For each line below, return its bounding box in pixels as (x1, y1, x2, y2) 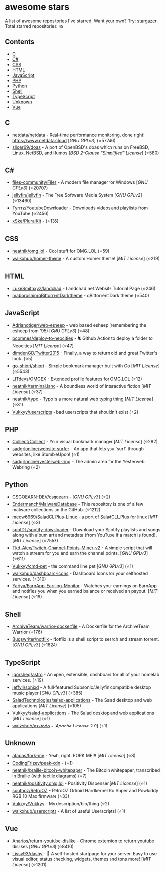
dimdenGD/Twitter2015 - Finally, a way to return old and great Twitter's (12, 350, 158, 356)
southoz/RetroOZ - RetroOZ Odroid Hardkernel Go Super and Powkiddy (12, 787, 159, 793)
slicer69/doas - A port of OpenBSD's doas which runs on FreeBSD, (12, 144, 150, 150)
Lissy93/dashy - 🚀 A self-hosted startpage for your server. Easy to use (12, 850, 157, 856)
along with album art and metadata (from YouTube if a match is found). (12, 532, 157, 538)
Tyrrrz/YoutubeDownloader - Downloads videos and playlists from (12, 205, 148, 211)
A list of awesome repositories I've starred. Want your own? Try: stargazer (5, 18, 157, 24)
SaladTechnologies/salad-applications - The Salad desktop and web (12, 697, 152, 703)
